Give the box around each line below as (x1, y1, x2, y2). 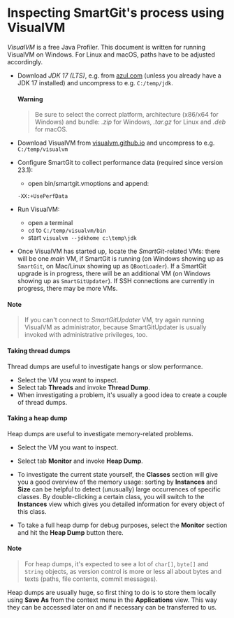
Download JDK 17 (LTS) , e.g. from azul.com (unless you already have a (17, 71, 221, 80)
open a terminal (27, 219, 73, 227)
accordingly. (7, 57, 43, 66)
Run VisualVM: (17, 205, 60, 214)
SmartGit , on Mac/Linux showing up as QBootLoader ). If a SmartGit (17, 262, 207, 271)
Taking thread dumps (7, 346, 71, 354)
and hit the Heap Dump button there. (17, 528, 124, 536)
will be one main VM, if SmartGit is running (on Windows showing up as (17, 254, 224, 263)
